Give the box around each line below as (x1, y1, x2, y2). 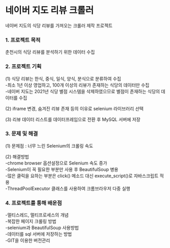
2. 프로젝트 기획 (5, 63, 42, 70)
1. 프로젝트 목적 (5, 36, 41, 43)
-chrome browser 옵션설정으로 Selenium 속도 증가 (5, 160, 107, 166)
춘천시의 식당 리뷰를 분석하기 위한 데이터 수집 (5, 49, 95, 55)
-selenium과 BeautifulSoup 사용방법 (5, 225, 79, 231)
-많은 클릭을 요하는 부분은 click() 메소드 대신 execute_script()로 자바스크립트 (5, 173, 159, 179)
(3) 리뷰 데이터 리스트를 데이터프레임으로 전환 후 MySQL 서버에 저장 (5, 116, 141, 122)
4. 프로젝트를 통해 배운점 (5, 199, 62, 206)
